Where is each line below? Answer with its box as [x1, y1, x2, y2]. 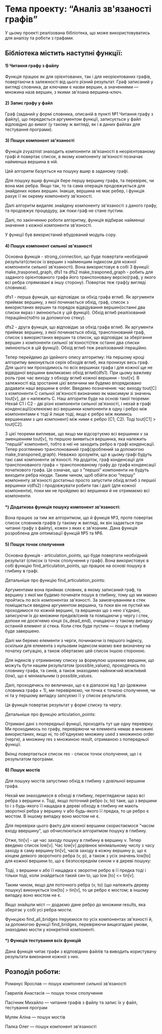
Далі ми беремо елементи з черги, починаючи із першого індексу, [5, 637, 143, 643]
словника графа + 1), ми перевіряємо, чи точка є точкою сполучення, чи [5, 687, 156, 693]
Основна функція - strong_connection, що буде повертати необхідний [5, 254, 148, 260]
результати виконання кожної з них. [5, 953, 80, 959]
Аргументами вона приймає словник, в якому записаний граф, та [5, 587, 142, 592]
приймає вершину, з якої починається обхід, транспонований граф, [5, 329, 145, 335]
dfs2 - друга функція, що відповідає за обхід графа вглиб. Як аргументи [5, 324, 154, 330]
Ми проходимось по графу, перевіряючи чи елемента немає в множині [5, 726, 153, 731]
